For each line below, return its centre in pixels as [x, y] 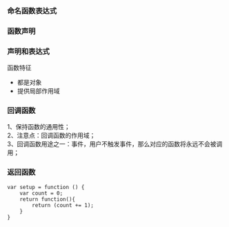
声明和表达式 [29, 51]
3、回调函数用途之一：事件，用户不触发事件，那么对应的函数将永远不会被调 [115, 144]
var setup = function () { [46, 187]
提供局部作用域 [38, 91]
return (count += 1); [63, 205]
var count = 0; [41, 193]
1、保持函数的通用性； [39, 127]
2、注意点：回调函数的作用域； [51, 135]
